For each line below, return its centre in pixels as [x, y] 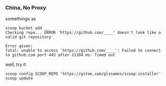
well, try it [16, 64]
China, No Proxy [26, 8]
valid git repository [28, 37]
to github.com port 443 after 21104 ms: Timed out [60, 55]
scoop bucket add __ [27, 28]
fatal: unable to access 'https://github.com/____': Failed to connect [83, 51]
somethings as [21, 19]
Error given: [19, 46]
